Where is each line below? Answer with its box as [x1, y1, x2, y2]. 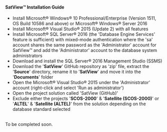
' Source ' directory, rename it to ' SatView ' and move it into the [12, 69, 141, 75]
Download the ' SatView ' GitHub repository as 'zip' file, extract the [12, 63, 149, 70]
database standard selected [12, 106, 71, 112]
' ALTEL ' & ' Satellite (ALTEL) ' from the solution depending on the [12, 101, 146, 107]
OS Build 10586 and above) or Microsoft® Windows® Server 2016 [12, 21, 148, 27]
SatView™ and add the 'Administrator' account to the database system [12, 47, 157, 53]
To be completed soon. [5, 121, 53, 127]
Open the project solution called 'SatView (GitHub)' [12, 90, 118, 96]
